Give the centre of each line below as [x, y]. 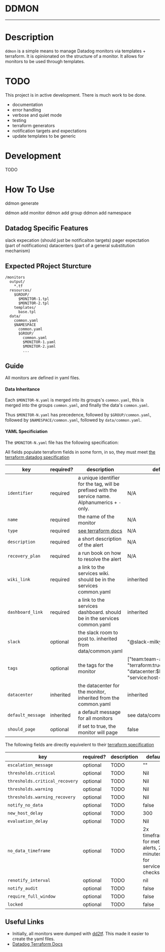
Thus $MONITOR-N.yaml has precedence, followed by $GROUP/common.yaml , [78, 415]
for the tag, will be [99, 484]
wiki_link [19, 579]
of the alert [91, 545]
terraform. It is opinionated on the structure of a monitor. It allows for [74, 56]
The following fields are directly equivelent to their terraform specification [80, 744]
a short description [100, 539]
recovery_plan [24, 556]
